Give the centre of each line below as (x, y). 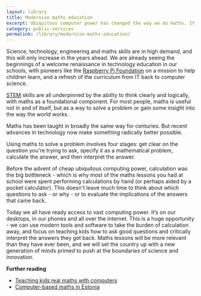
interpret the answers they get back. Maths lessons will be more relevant (96, 238)
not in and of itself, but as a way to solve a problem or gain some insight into (101, 108)
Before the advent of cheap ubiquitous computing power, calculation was (97, 169)
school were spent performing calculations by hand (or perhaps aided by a (99, 181)
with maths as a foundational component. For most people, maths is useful (99, 102)
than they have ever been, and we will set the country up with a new (91, 244)
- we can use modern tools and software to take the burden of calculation (97, 225)
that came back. (26, 201)
